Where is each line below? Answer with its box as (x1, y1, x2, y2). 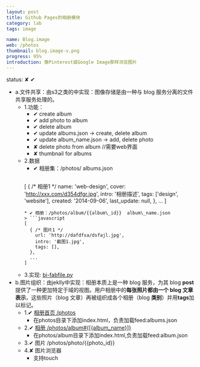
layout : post (6, 8, 39, 15)
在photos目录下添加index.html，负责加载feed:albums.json (33, 316, 178, 323)
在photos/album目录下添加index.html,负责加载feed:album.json (33, 331, 189, 339)
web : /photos (6, 42, 39, 48)
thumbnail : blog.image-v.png (6, 48, 80, 54)
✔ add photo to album (33, 116, 88, 124)
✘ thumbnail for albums (33, 149, 92, 157)
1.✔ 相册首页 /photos (24, 309, 76, 316)
